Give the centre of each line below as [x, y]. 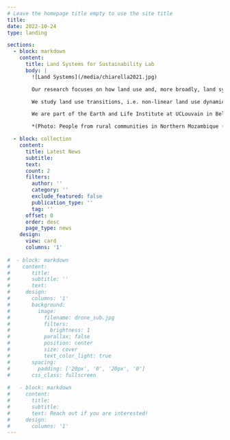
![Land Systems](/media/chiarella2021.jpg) [94, 77]
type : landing [27, 33]
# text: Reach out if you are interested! [78, 413]
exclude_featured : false [67, 196]
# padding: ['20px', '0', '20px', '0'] [76, 369]
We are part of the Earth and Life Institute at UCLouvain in [122, 114]
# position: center [50, 343]
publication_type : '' [63, 202]
